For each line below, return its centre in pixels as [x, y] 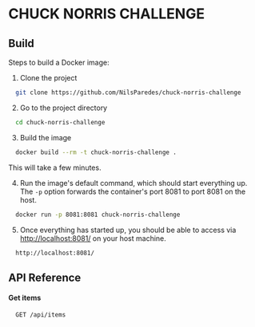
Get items [25, 298]
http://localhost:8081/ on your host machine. [93, 238]
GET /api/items [41, 315]
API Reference [45, 277]
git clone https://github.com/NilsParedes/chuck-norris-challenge [128, 93]
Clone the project [48, 78]
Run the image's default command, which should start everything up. [133, 183]
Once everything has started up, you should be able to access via [128, 230]
